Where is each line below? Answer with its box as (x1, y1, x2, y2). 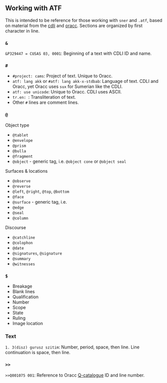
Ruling (12, 315, 26, 321)
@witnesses (12, 262, 35, 267)
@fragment (12, 154, 33, 159)
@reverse (12, 184, 31, 189)
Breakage (12, 283, 32, 289)
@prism (12, 143, 26, 148)
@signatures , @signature (12, 250, 62, 256)
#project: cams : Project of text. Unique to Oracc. (12, 73, 113, 79)
